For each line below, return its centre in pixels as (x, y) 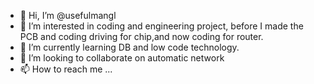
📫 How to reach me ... (66, 69)
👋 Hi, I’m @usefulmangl (68, 15)
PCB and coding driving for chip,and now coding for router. (141, 36)
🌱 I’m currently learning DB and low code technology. (129, 47)
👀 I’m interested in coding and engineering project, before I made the (161, 26)
